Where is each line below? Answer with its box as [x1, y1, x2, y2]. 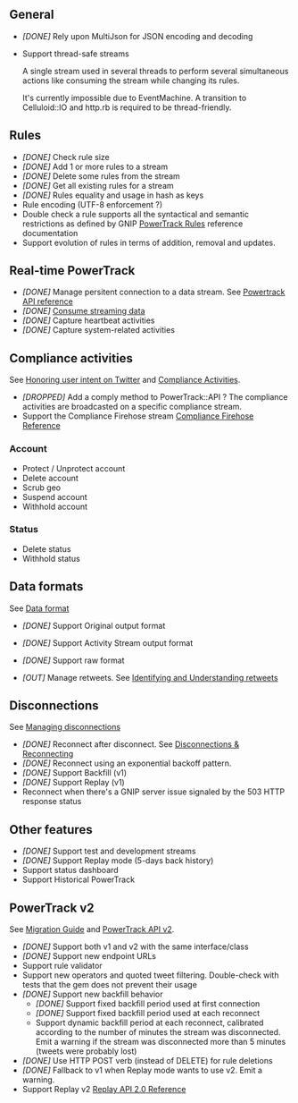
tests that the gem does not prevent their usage [21, 980, 198, 990]
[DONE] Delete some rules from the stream [21, 170, 180, 182]
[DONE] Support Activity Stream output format [21, 637, 194, 648]
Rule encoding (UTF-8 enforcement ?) [21, 199, 163, 209]
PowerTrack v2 [9, 900, 95, 915]
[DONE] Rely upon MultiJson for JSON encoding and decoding [21, 30, 253, 41]
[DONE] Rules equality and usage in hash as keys [21, 190, 204, 200]
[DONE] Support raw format [21, 655, 125, 666]
